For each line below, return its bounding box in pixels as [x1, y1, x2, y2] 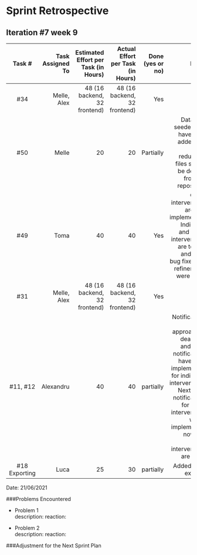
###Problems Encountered [6, 496, 72, 502]
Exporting [9, 469, 36, 477]
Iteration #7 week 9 [6, 28, 78, 38]
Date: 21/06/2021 [6, 484, 47, 491]
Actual [117, 45, 136, 53]
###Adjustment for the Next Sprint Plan [6, 542, 101, 549]
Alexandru [41, 383, 70, 391]
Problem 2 [14, 524, 40, 532]
